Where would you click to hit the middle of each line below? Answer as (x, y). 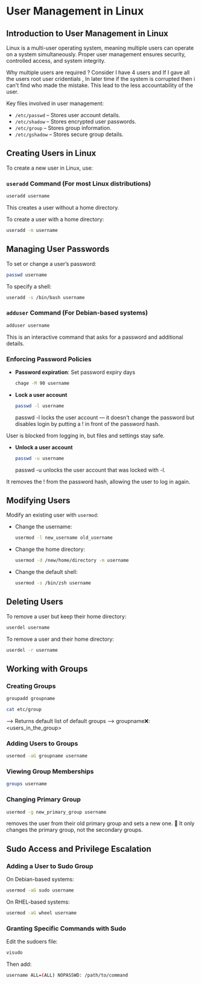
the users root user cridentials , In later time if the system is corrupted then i (101, 79)
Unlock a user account (44, 447)
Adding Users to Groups (42, 743)
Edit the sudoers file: (32, 942)
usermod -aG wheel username (42, 913)
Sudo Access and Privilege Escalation (79, 849)
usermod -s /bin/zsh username (53, 583)
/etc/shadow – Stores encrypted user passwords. (76, 121)
